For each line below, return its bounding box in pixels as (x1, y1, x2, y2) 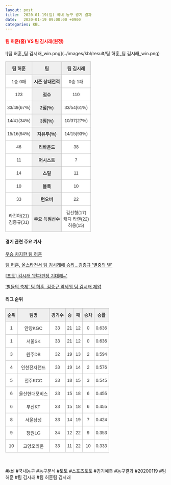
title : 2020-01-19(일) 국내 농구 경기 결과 (5, 12, 92, 17)
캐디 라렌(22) (63, 216, 89, 222)
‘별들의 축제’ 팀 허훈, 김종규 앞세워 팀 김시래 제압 (5, 283, 102, 289)
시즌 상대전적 (34, 79, 60, 85)
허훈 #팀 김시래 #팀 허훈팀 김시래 (5, 474, 71, 480)
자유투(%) (37, 131, 57, 137)
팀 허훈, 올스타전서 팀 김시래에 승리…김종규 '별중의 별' (5, 262, 113, 268)
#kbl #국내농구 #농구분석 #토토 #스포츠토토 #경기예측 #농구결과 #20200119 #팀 (5, 468, 166, 474)
